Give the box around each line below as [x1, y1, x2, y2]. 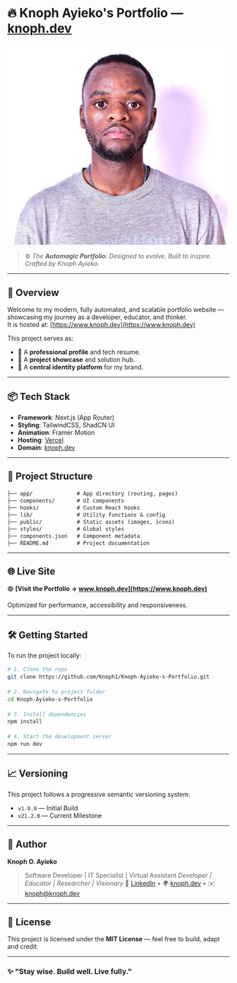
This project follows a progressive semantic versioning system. [7, 790, 190, 798]
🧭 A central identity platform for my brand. [17, 363, 144, 372]
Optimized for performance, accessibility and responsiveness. [7, 601, 188, 609]
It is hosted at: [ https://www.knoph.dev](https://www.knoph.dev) [7, 321, 196, 329]
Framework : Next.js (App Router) [17, 413, 115, 422]
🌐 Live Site [7, 565, 56, 577]
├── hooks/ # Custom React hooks [7, 504, 140, 511]
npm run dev [7, 741, 42, 748]
